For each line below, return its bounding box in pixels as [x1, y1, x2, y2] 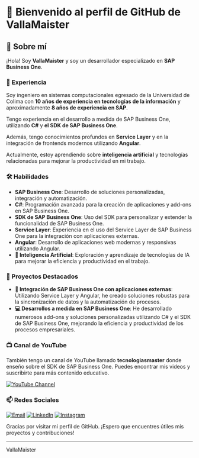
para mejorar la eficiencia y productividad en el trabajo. [14, 257, 150, 265]
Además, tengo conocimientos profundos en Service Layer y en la [6, 133, 169, 141]
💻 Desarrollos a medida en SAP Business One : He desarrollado [14, 305, 172, 312]
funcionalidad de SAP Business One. [14, 220, 104, 227]
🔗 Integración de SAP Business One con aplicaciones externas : [14, 285, 173, 292]
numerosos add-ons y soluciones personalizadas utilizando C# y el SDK [14, 313, 191, 320]
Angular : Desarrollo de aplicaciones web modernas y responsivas [14, 238, 176, 246]
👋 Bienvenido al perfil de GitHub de [6, 5, 181, 19]
